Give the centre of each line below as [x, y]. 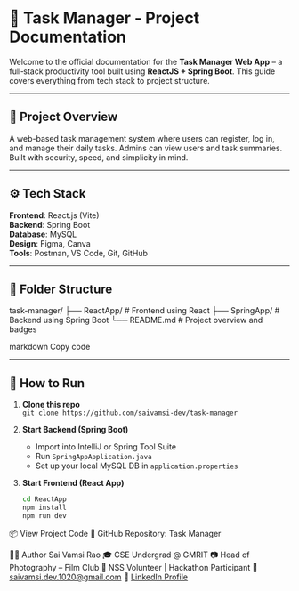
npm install [44, 508]
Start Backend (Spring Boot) [75, 430]
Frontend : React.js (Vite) [54, 215]
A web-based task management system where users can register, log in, [142, 138]
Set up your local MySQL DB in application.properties [137, 466]
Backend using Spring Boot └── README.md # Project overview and [136, 320]
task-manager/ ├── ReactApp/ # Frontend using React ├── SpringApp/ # [145, 311]
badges [23, 329]
